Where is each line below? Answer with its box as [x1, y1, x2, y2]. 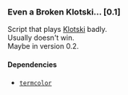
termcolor [18, 79, 53, 87]
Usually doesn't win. [7, 33, 75, 42]
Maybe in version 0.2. [7, 42, 79, 51]
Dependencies [7, 59, 58, 69]
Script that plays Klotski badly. [7, 25, 107, 34]
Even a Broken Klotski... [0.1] [7, 6, 121, 18]
